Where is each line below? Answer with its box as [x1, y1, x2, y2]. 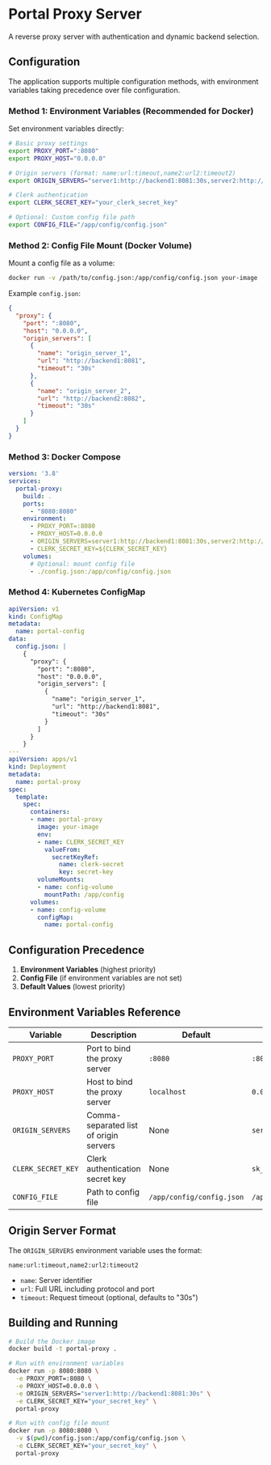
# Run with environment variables [8, 1360, 125, 1368]
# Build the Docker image [8, 1337, 95, 1345]
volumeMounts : [37, 875, 85, 884]
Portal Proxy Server [8, 5, 143, 23]
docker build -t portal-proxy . [8, 1344, 117, 1353]
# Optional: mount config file [29, 560, 135, 568]
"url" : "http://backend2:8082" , [37, 394, 147, 403]
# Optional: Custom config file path [8, 214, 135, 222]
